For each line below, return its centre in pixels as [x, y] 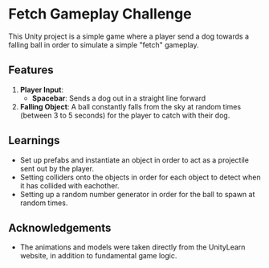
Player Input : [42, 89]
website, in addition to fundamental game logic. [98, 256]
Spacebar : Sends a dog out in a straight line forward [119, 98]
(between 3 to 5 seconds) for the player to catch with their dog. [125, 115]
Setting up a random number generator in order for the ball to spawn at [137, 194]
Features [31, 70]
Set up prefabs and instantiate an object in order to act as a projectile [134, 160]
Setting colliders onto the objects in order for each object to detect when [140, 177]
